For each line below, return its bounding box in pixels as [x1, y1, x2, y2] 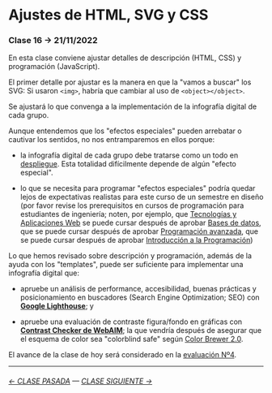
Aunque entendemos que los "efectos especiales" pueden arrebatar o [8, 126, 242, 136]
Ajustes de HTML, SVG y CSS [8, 6, 209, 24]
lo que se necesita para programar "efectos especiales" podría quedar [19, 184, 256, 193]
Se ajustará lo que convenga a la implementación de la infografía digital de [8, 101, 257, 111]
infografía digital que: [8, 268, 79, 278]
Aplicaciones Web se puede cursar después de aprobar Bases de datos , [19, 218, 261, 228]
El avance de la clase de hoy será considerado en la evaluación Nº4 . [8, 350, 237, 360]
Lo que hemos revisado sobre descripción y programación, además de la [8, 251, 253, 261]
